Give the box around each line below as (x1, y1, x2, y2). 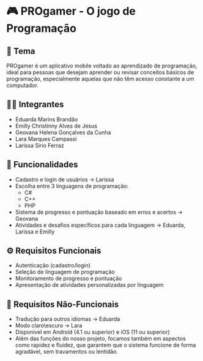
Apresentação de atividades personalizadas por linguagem (15, 281, 164, 289)
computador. (6, 82, 39, 89)
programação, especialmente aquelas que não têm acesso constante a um (6, 75, 194, 82)
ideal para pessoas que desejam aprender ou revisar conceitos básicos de (6, 69, 194, 76)
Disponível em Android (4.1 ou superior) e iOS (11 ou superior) (15, 329, 170, 336)
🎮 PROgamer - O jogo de (6, 4, 136, 18)
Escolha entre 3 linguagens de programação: (15, 182, 129, 189)
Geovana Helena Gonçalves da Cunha (15, 129, 111, 136)
